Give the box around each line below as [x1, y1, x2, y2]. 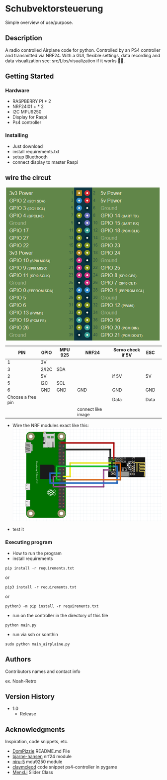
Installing [5, 132, 28, 139]
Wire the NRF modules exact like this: [12, 423, 89, 429]
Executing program [5, 539, 53, 546]
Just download [12, 143, 43, 149]
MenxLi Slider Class [12, 770, 53, 776]
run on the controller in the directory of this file [12, 612, 108, 618]
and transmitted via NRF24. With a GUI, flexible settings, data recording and [5, 52, 161, 58]
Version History [5, 692, 55, 701]
